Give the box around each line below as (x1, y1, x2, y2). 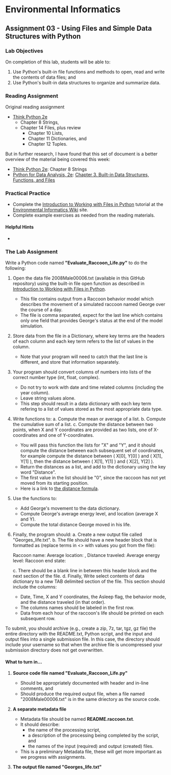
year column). (20, 389, 50, 395)
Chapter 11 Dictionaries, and (28, 135, 87, 142)
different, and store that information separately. (20, 359, 120, 365)
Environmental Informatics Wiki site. (12, 207, 88, 213)
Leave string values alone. (20, 395, 76, 401)
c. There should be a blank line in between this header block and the (12, 567, 157, 573)
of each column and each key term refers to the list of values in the (12, 338, 154, 344)
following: (5, 265, 26, 271)
